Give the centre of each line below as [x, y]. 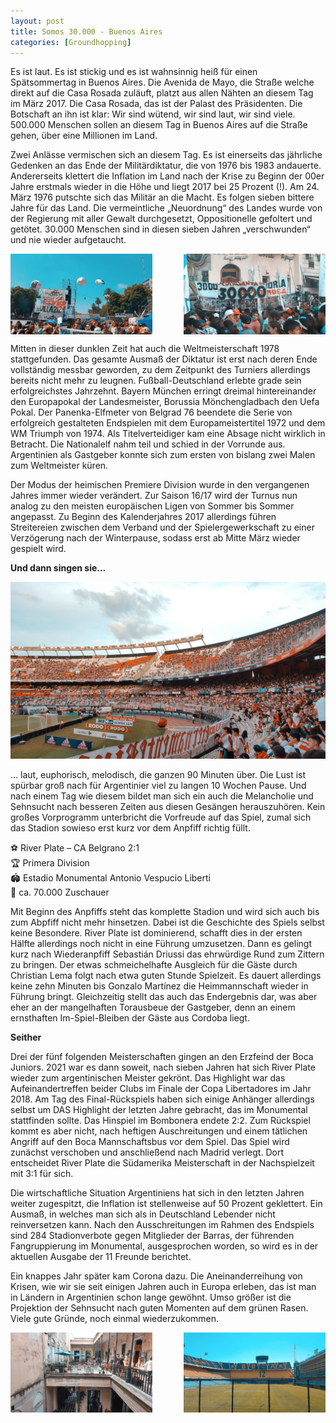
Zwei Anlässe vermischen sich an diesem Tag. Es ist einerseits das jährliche [166, 155]
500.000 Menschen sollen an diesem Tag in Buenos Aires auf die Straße [159, 125]
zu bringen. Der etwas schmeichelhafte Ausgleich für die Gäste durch [154, 965]
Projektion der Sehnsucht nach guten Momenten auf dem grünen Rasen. [159, 1308]
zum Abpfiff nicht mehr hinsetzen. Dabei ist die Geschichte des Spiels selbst [167, 922]
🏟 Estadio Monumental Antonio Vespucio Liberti [110, 878]
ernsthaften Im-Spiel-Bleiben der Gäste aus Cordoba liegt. [130, 1018]
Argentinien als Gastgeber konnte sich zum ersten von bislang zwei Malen [163, 454]
